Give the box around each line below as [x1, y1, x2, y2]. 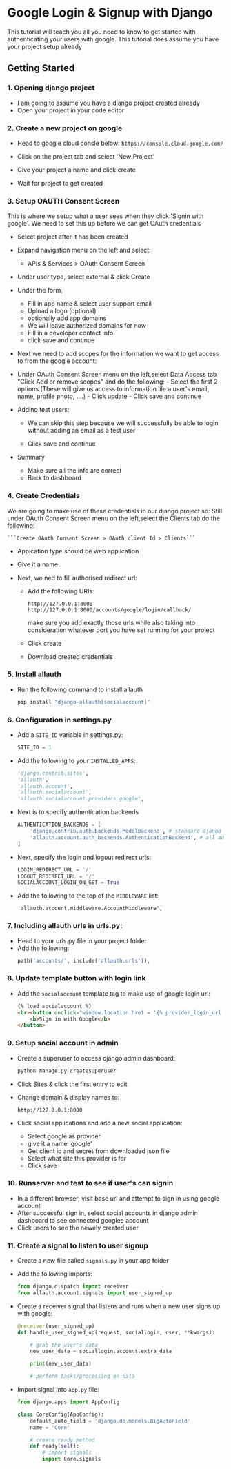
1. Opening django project [7, 83, 95, 92]
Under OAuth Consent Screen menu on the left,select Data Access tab [17, 371, 217, 379]
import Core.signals [42, 1456, 101, 1463]
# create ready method [30, 1437, 95, 1443]
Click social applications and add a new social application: [17, 1118, 183, 1127]
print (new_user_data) [30, 1361, 92, 1368]
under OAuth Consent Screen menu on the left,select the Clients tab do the [7, 514, 221, 522]
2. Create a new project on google [7, 123, 123, 132]
